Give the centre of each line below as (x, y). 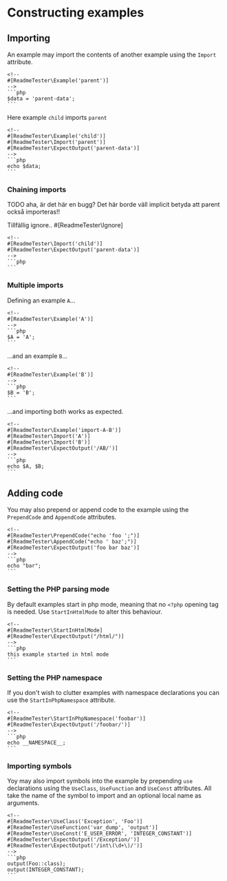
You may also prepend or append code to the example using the (98, 510)
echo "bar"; (24, 566)
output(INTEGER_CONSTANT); (46, 870)
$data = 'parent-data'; (41, 99)
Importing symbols (40, 766)
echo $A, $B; (26, 466)
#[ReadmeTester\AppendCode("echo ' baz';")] (72, 542)
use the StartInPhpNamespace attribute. (62, 700)
